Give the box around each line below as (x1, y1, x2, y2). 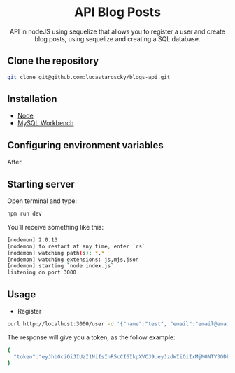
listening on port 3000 (7, 269, 77, 276)
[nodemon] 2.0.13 (7, 236, 58, 244)
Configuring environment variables (7, 139, 164, 151)
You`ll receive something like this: (7, 223, 104, 231)
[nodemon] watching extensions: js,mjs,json (7, 256, 139, 263)
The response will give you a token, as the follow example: (7, 333, 176, 342)
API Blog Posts (74, 4, 161, 20)
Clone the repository (7, 55, 99, 67)
